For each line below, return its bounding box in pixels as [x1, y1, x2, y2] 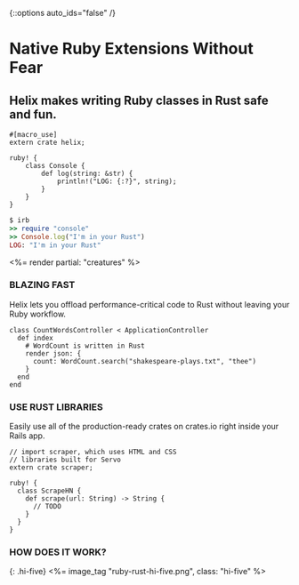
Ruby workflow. [9, 309, 67, 319]
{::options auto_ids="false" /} [9, 8, 116, 18]
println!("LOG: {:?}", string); [56, 177, 177, 186]
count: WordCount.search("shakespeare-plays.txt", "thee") [32, 357, 256, 365]
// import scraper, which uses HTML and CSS [9, 448, 177, 457]
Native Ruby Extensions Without [9, 39, 254, 59]
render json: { [25, 349, 82, 358]
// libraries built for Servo [9, 455, 122, 465]
